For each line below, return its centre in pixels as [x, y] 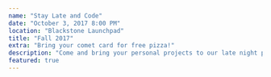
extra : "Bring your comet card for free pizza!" [92, 46]
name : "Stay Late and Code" [56, 16]
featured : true [34, 61]
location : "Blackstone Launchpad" [67, 30]
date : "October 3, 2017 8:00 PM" [65, 23]
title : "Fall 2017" [41, 38]
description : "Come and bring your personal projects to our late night [133, 53]
